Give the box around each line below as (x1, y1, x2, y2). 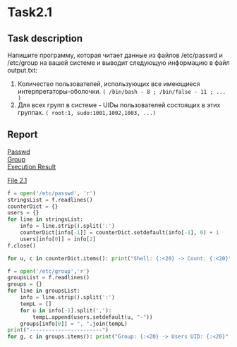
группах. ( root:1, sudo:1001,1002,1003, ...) (17, 109, 157, 116)
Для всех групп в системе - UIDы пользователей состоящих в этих (17, 101, 221, 109)
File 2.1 (7, 176, 28, 184)
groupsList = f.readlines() (7, 274, 90, 281)
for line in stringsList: (7, 216, 83, 223)
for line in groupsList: (7, 287, 80, 295)
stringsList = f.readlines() (7, 196, 93, 203)
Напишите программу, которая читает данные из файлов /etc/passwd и (7, 51, 224, 59)
